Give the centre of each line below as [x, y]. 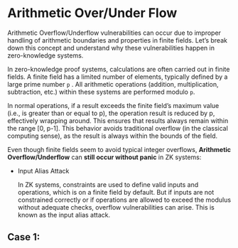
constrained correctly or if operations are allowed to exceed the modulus [124, 200]
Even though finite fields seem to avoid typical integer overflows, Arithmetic [119, 149]
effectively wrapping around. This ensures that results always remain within [118, 120]
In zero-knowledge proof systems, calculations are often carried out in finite [119, 69]
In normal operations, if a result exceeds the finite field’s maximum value [113, 105]
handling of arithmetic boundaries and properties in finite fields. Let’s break [117, 40]
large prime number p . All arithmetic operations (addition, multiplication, [113, 84]
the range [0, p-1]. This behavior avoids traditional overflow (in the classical [118, 128]
